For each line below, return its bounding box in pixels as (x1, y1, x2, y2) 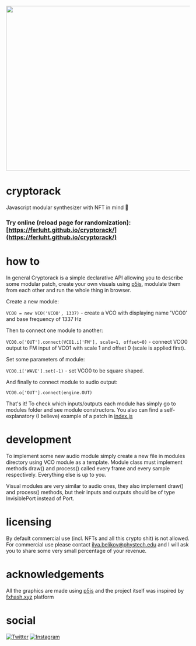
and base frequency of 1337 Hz (6, 315, 82, 322)
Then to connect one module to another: (6, 327, 103, 334)
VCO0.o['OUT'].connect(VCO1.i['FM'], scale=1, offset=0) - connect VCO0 (6, 338, 188, 345)
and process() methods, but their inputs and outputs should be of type (6, 488, 176, 495)
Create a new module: (6, 298, 60, 305)
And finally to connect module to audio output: (6, 378, 118, 385)
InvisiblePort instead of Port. (6, 495, 75, 502)
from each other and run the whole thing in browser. (6, 286, 131, 293)
